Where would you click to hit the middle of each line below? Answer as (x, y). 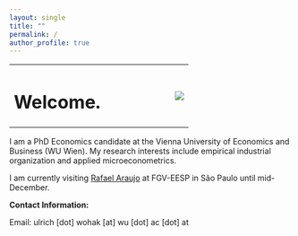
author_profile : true (50, 43)
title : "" (28, 26)
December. (30, 188)
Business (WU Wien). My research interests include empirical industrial (140, 151)
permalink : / (34, 34)
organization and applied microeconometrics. (93, 161)
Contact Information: (49, 205)
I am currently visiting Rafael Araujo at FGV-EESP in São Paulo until (132, 178)
